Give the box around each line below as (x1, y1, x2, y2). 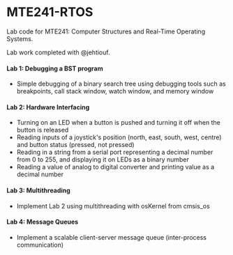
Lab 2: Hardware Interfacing (6, 102, 90, 111)
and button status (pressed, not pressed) (16, 141, 135, 149)
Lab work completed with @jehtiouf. (6, 48, 110, 56)
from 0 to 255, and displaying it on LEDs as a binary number (16, 155, 190, 164)
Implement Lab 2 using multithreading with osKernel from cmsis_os (16, 201, 210, 210)
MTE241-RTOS (6, 4, 93, 20)
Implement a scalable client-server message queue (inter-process (16, 233, 207, 241)
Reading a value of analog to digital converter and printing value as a (16, 163, 215, 171)
